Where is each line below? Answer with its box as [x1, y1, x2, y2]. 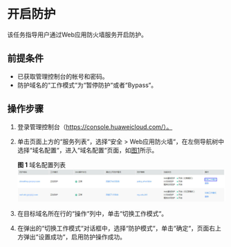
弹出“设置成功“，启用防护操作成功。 [23, 233, 127, 241]
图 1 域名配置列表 [17, 160, 66, 169]
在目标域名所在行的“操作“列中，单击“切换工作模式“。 [17, 210, 168, 218]
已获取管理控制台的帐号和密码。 [17, 72, 109, 80]
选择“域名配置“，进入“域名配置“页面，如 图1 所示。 [17, 146, 158, 154]
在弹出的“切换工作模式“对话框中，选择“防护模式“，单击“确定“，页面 [17, 224, 210, 233]
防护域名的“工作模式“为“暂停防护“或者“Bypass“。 [17, 81, 158, 89]
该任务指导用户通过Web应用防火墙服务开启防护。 [7, 30, 147, 39]
